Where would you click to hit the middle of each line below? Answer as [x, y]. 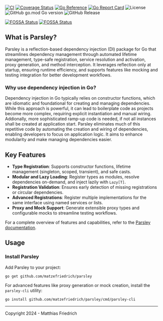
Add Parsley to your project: [33, 267]
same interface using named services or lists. [57, 202]
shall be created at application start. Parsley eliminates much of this [73, 124]
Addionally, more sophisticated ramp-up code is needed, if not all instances [81, 119]
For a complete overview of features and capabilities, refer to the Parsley [78, 222]
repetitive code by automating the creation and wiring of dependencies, [77, 129]
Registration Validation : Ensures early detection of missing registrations [84, 187]
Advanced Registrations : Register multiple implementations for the [79, 197]
